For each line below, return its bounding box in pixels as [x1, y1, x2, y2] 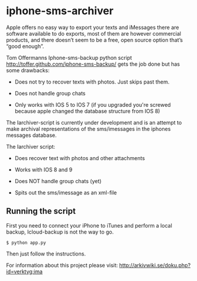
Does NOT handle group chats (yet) [14, 177, 102, 184]
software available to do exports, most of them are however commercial [6, 30, 182, 37]
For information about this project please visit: [6, 261, 118, 269]
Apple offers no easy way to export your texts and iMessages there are [6, 24, 179, 31]
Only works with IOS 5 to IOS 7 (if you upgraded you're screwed [14, 101, 171, 108]
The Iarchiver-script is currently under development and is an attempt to [6, 119, 182, 126]
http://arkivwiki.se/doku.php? [119, 261, 191, 269]
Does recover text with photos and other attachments [14, 154, 145, 161]
